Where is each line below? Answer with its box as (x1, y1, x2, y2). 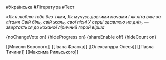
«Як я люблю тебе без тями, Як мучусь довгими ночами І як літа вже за (6, 14, 161, 19)
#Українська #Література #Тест (6, 4, 75, 10)
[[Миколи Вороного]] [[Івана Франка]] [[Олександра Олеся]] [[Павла (6, 44, 154, 49)
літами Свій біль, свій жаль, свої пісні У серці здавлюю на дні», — (6, 19, 149, 25)
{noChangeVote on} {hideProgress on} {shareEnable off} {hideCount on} (6, 34, 157, 40)
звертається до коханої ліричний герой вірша (6, 24, 105, 30)
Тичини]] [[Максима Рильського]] (6, 49, 79, 55)
